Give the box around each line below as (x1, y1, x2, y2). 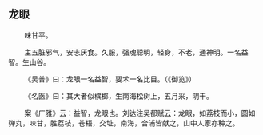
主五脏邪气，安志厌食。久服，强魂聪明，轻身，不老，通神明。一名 (23, 47, 241, 57)
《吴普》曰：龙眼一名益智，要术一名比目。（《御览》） (23, 74, 196, 84)
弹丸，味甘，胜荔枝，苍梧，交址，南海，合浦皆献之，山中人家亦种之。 (8, 118, 240, 128)
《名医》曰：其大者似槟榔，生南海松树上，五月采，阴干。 (23, 91, 213, 101)
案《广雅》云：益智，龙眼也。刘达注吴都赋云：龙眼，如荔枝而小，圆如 (23, 108, 256, 117)
